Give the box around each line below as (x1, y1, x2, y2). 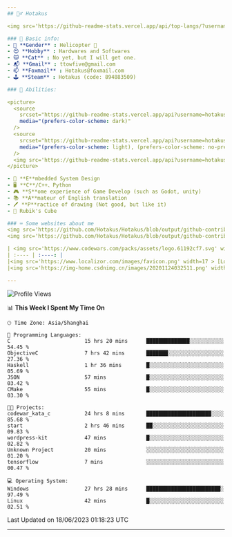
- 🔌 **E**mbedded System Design (7, 176, 100, 182)
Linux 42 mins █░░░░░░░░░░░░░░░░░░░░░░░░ (7, 497, 224, 505)
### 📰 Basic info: (7, 35, 60, 42)
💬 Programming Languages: (7, 331, 81, 339)
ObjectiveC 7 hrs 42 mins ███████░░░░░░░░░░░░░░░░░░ (7, 350, 224, 357)
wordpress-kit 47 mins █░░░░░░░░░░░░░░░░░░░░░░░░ (7, 434, 224, 441)
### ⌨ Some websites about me (7, 220, 95, 227)
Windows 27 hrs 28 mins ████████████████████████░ (7, 485, 224, 492)
